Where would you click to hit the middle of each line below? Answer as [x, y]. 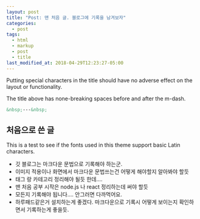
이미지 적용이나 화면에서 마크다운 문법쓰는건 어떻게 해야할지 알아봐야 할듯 [102, 172]
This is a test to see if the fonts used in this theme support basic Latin [93, 145]
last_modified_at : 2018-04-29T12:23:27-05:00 [65, 63]
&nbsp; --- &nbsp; [27, 109]
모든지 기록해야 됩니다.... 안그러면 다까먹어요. [69, 195]
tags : [13, 35]
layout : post [23, 12]
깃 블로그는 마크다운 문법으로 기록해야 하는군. [69, 164]
